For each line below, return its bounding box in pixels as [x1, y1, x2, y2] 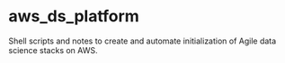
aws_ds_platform [8, 6, 140, 27]
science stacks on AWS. [8, 44, 98, 55]
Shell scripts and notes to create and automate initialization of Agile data [8, 35, 277, 46]
